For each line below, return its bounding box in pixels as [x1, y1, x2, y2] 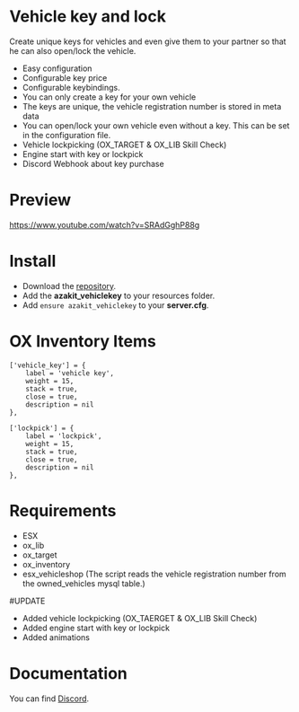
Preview [9, 190, 72, 210]
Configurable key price [22, 72, 108, 83]
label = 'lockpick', [25, 431, 102, 441]
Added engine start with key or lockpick [22, 622, 171, 633]
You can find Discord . [9, 693, 90, 704]
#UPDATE [9, 595, 46, 606]
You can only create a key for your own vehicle [22, 92, 197, 102]
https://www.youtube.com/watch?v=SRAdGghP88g [9, 219, 200, 230]
